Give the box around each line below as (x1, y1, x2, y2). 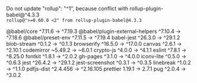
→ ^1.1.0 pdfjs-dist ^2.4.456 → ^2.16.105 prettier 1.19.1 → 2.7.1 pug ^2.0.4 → (6, 65, 186, 72)
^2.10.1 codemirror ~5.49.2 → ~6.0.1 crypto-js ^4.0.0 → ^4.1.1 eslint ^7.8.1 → (6, 47, 187, 54)
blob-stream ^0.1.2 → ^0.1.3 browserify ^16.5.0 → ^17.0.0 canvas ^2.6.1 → (6, 41, 182, 47)
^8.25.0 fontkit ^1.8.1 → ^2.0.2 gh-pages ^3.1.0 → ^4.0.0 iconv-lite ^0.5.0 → (6, 53, 187, 59)
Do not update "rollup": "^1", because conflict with (6, 5, 129, 12)
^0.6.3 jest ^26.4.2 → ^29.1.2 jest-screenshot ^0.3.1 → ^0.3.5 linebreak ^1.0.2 (6, 59, 191, 66)
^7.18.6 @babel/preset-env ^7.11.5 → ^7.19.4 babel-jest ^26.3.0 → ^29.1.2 (6, 34, 180, 41)
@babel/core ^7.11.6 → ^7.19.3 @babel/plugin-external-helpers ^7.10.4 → (6, 28, 181, 35)
